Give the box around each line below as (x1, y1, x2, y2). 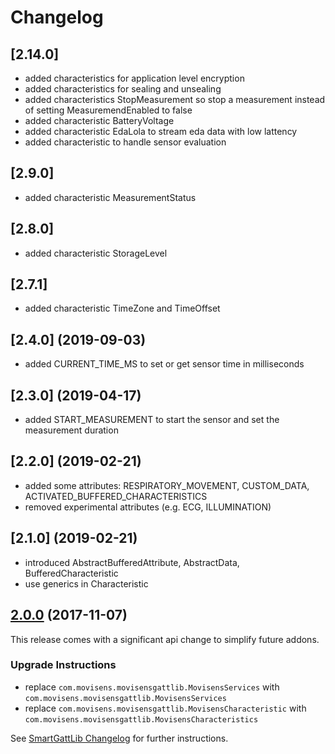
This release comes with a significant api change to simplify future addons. (10, 633, 320, 645)
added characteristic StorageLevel (24, 247, 168, 259)
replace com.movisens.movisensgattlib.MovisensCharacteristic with (24, 702, 307, 714)
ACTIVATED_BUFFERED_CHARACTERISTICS (24, 490, 208, 502)
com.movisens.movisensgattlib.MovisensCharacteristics (24, 714, 259, 725)
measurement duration (24, 424, 119, 436)
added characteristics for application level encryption (24, 72, 245, 84)
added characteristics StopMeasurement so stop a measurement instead (24, 94, 326, 105)
